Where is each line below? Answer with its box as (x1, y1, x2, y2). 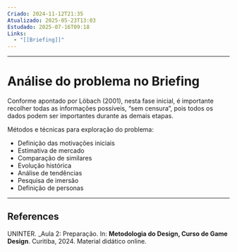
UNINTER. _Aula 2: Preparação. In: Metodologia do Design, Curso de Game (7, 229, 228, 238)
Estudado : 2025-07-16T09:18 (7, 23, 90, 30)
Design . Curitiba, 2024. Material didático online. (7, 237, 147, 245)
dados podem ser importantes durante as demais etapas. (7, 112, 174, 120)
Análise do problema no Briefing (7, 73, 200, 89)
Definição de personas (17, 184, 84, 192)
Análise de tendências (17, 169, 83, 177)
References (7, 210, 59, 222)
